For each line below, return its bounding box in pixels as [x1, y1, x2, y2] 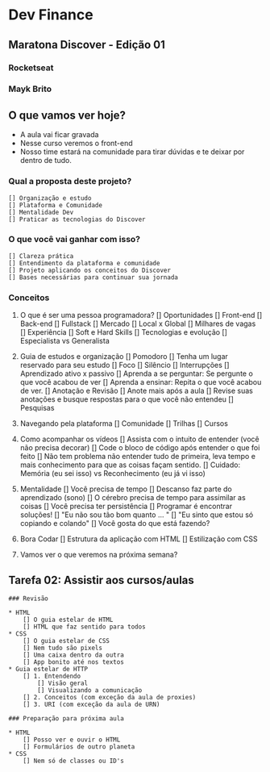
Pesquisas [19, 403, 55, 413]
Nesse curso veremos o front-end [19, 139, 133, 148]
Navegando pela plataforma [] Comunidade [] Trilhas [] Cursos [19, 419, 228, 428]
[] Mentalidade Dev [8, 208, 74, 216]
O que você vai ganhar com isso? [8, 234, 141, 245]
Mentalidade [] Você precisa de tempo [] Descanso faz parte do [19, 484, 232, 494]
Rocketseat [8, 62, 54, 73]
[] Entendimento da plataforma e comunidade [8, 259, 160, 267]
